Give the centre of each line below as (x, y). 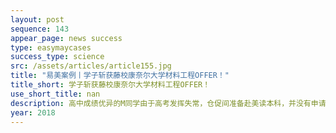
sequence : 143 (40, 29)
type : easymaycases (51, 47)
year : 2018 (33, 112)
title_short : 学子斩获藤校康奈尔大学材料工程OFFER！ (110, 85)
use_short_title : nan (55, 94)
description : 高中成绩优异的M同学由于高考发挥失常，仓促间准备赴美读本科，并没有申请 (168, 103)
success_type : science (57, 57)
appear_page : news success (66, 38)
